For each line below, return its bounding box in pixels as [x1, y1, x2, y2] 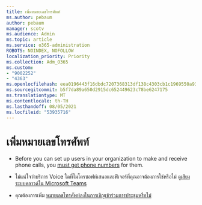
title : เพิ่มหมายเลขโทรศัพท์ [6, 8, 61, 15]
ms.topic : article [6, 37, 52, 43]
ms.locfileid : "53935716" [6, 109, 71, 115]
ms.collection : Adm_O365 [6, 59, 69, 65]
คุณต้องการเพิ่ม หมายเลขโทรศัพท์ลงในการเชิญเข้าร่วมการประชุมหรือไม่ [14, 192, 151, 199]
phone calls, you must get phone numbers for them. [14, 161, 144, 168]
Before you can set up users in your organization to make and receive [14, 155, 188, 162]
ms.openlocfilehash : [6, 82, 58, 88]
